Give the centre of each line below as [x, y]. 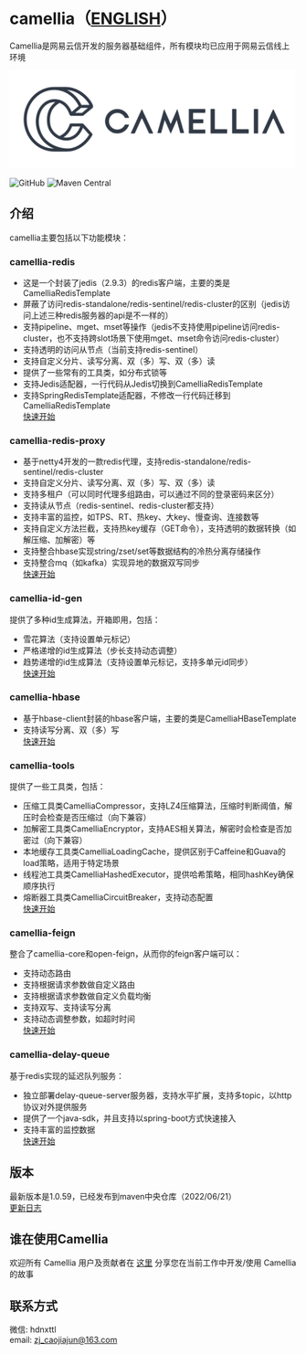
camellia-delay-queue [60, 1054]
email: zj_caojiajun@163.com [63, 1340]
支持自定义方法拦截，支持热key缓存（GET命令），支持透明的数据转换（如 [159, 529]
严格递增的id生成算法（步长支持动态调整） [102, 651]
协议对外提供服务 [55, 1106]
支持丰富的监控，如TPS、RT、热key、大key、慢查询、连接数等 [141, 517]
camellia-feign [42, 933]
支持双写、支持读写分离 [67, 1008]
